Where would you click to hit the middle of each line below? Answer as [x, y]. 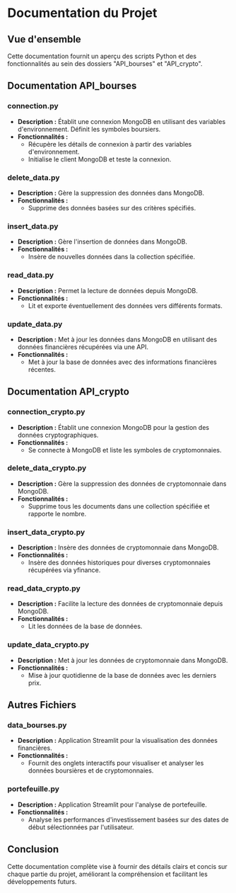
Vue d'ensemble [44, 39]
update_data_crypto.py [48, 644]
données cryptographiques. [58, 435]
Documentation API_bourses [72, 86]
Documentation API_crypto [68, 392]
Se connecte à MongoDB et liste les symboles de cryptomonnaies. [125, 450]
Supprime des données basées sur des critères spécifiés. [112, 207]
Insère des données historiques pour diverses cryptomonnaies [119, 563]
